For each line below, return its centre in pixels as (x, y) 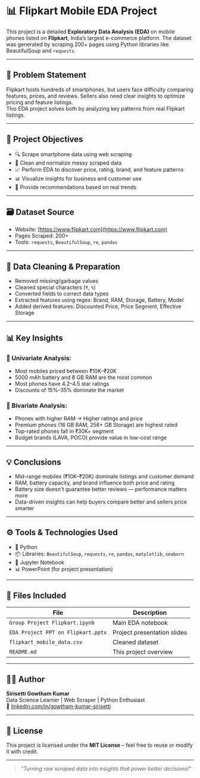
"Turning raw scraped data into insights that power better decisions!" (106, 769)
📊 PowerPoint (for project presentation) (64, 569)
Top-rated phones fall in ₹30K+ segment (64, 431)
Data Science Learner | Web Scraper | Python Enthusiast (76, 700)
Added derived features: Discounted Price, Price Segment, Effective (98, 306)
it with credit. (22, 752)
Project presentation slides (150, 632)
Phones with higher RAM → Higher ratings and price (79, 419)
